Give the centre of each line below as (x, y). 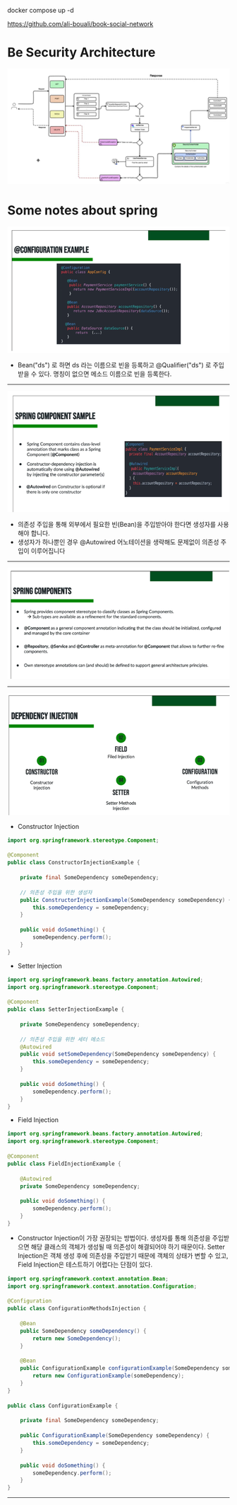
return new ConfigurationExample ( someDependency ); (109, 1376)
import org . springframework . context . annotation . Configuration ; (102, 1286)
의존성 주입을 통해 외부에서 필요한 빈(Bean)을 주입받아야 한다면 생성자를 (117, 524)
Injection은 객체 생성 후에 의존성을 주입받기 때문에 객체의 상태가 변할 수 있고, (123, 1255)
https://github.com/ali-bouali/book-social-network (80, 24)
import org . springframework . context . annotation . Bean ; (88, 1278)
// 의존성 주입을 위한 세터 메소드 (62, 1039)
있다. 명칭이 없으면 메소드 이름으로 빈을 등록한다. (105, 374)
